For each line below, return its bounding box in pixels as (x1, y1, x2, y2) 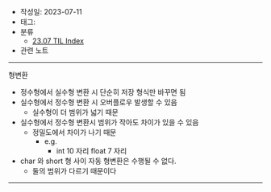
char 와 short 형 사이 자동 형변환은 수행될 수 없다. (19, 156, 177, 165)
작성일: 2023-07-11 (19, 7, 82, 16)
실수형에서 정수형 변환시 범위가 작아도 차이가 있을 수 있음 (19, 117, 199, 127)
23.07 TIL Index (31, 36, 85, 46)
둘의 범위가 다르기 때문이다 (31, 166, 117, 175)
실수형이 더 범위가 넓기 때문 (31, 108, 119, 116)
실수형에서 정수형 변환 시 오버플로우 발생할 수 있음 (19, 97, 177, 107)
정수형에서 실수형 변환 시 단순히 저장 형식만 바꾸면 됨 (19, 88, 186, 96)
